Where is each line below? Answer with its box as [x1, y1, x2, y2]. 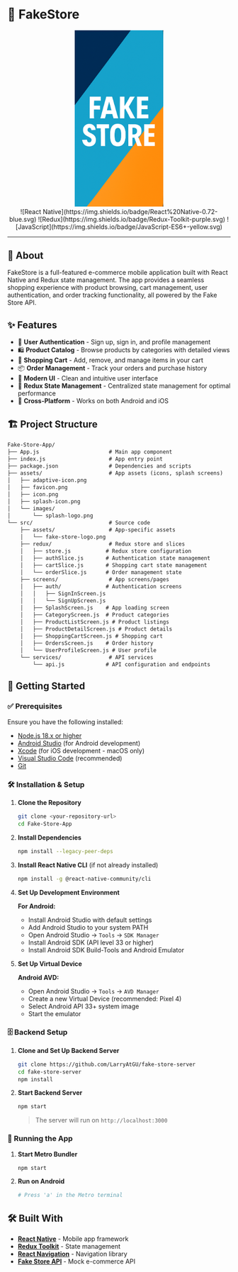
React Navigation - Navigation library [17, 1250, 127, 1259]
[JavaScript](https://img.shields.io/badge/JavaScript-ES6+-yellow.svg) [15, 223, 223, 231]
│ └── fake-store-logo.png [20, 534, 106, 541]
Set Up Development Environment [17, 888, 120, 896]
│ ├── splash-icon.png [7, 498, 81, 505]
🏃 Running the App [7, 1134, 73, 1144]
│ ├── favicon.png [7, 484, 69, 491]
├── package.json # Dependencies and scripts [7, 463, 192, 470]
